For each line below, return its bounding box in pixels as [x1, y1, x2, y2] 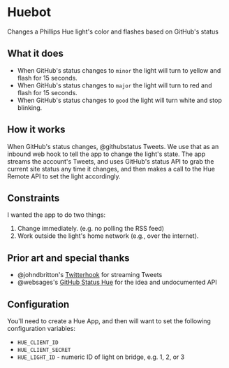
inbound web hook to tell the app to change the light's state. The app [7, 150, 206, 158]
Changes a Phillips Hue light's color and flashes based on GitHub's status [7, 27, 219, 36]
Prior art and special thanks [7, 252, 131, 264]
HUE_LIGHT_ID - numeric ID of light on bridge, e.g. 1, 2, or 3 [17, 353, 185, 361]
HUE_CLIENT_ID [17, 339, 59, 346]
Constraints [7, 192, 60, 204]
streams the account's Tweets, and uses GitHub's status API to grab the [7, 157, 214, 165]
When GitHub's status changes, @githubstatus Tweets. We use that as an [7, 142, 219, 150]
